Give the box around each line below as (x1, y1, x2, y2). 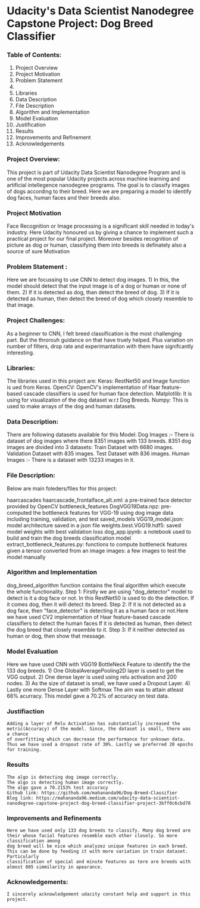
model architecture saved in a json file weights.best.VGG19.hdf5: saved (7, 521, 182, 528)
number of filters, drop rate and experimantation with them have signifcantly (7, 343, 194, 350)
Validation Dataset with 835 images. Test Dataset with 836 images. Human (7, 450, 190, 457)
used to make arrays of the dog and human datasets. (7, 402, 137, 409)
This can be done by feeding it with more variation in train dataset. (7, 848, 188, 854)
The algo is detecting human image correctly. (7, 779, 124, 785)
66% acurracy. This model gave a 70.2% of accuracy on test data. (7, 692, 170, 699)
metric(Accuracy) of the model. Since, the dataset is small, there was (7, 726, 191, 732)
